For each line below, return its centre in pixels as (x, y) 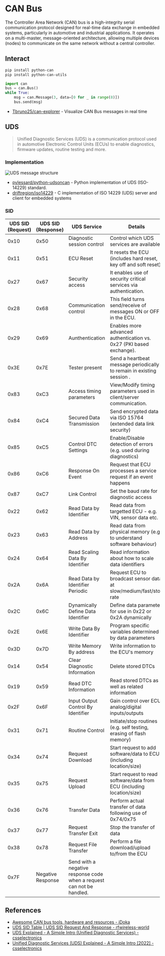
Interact (17, 59)
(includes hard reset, (134, 259)
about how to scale (132, 558)
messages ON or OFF (135, 311)
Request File (83, 844)
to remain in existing (133, 371)
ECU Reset (81, 259)
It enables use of (129, 273)
